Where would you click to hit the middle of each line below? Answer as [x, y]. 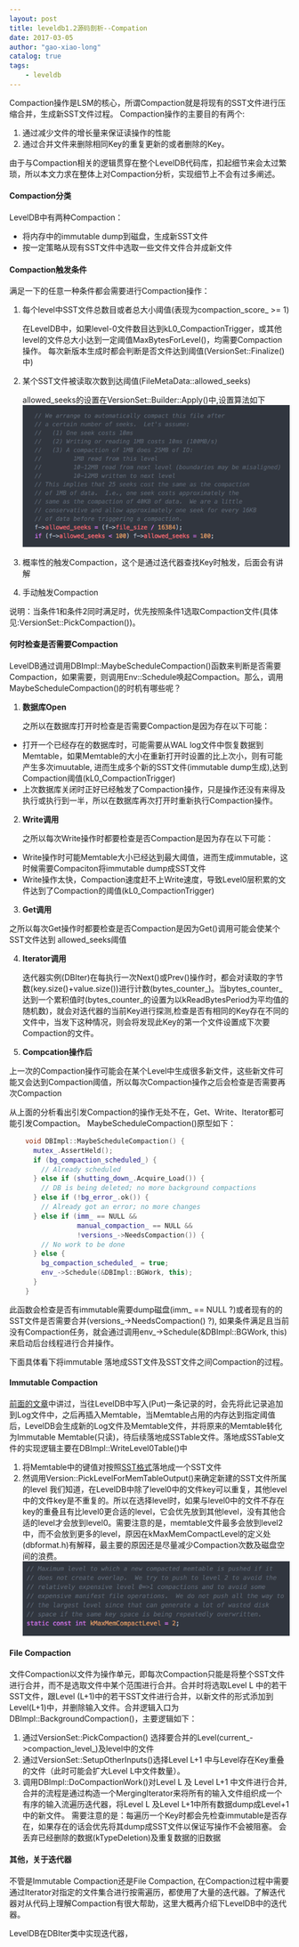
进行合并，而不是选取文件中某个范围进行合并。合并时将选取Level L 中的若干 [148, 1685]
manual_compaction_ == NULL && [135, 1225]
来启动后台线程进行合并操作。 [64, 1343]
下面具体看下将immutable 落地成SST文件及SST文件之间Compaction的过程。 [149, 1361]
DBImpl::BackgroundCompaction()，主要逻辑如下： [103, 1718]
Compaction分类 [40, 196]
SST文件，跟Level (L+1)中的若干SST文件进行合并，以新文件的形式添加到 [141, 1696]
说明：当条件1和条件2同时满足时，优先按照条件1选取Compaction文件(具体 [144, 611]
